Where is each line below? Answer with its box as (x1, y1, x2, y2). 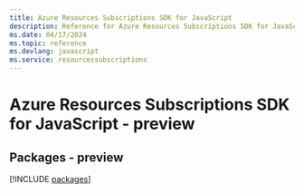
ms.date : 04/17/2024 (9, 30, 88, 39)
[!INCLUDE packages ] (9, 174, 91, 184)
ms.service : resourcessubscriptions (9, 55, 147, 64)
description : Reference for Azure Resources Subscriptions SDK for (9, 22, 270, 31)
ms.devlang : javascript (9, 47, 100, 56)
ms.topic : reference (9, 38, 88, 48)
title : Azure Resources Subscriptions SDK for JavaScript (9, 13, 233, 23)
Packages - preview (9, 150, 124, 165)
